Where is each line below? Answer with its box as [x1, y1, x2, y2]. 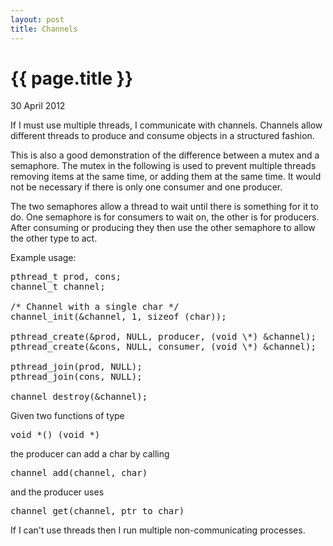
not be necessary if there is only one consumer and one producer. [10, 181, 283, 193]
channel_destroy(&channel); [10, 391, 148, 403]
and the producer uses [10, 486, 105, 498]
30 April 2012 [10, 100, 66, 112]
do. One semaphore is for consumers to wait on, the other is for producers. [10, 211, 320, 223]
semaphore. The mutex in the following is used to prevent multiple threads [10, 160, 317, 172]
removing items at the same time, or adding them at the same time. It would [10, 171, 322, 183]
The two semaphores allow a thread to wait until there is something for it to [10, 201, 319, 213]
